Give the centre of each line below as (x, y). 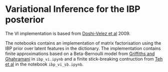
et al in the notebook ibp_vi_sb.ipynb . (44, 64)
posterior (25, 20)
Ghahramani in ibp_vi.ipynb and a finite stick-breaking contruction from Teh (84, 59)
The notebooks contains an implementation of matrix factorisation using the (83, 43)
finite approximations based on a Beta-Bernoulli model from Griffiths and (80, 54)
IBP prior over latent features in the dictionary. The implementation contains (83, 48)
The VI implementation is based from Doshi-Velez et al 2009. (68, 33)
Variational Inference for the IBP (73, 9)
